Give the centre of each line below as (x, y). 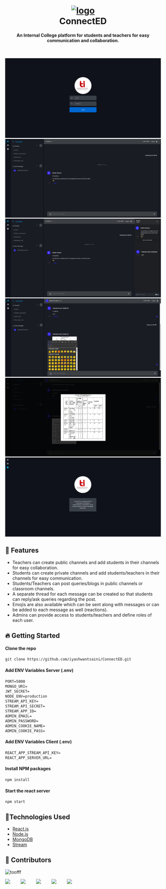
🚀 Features (22, 551)
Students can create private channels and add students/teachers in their (86, 573)
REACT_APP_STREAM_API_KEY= (33, 753)
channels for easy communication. (47, 578)
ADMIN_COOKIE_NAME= (25, 726)
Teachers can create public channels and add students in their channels (86, 562)
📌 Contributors (28, 860)
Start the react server (28, 791)
